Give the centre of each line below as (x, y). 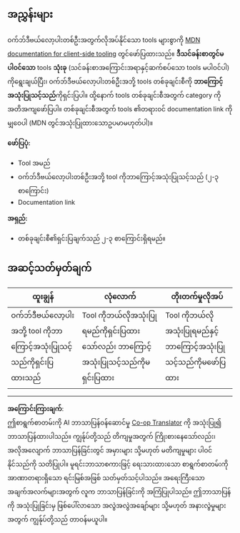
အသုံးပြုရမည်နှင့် (192, 330)
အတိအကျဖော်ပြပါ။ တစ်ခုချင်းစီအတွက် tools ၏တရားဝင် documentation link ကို (120, 108)
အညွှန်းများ (30, 15)
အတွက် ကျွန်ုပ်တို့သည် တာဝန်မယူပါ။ (57, 519)
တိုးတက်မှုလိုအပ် (197, 296)
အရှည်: (17, 218)
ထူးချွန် (43, 296)
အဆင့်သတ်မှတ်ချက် (50, 269)
